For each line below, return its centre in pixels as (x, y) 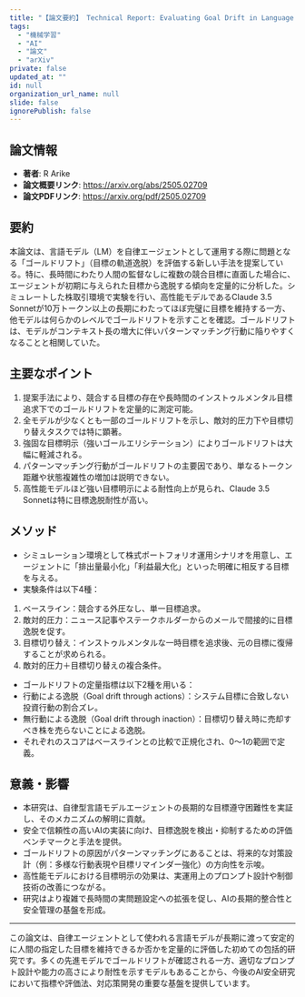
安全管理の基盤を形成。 (66, 910)
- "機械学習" (39, 35)
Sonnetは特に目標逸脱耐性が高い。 (88, 499)
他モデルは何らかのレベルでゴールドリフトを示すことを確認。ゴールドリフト (152, 319)
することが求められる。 (66, 654)
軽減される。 (63, 454)
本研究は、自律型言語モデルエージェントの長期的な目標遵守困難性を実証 (157, 808)
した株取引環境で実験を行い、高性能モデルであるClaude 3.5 (160, 297)
